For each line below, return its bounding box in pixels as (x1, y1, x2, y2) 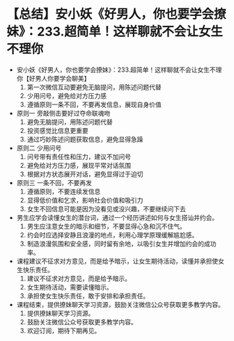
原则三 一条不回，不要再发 (16, 178, 92, 187)
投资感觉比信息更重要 (26, 126, 88, 134)
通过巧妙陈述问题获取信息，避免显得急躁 (26, 135, 143, 143)
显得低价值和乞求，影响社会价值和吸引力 (26, 196, 143, 204)
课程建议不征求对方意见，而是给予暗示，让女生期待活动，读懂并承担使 (16, 257, 219, 265)
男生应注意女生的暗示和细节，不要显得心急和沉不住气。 (26, 222, 186, 230)
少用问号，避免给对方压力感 (26, 91, 107, 100)
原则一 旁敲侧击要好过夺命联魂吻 (16, 109, 111, 117)
